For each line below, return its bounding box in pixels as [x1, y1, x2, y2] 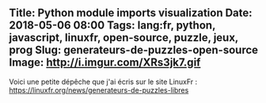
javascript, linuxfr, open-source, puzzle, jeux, [9, 31, 238, 44]
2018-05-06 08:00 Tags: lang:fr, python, [9, 19, 216, 32]
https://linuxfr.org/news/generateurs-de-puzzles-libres [9, 85, 189, 94]
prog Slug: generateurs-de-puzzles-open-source [9, 44, 259, 57]
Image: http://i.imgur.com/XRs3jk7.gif [9, 55, 201, 70]
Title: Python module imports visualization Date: [9, 6, 253, 20]
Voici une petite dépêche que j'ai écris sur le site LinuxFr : [9, 77, 198, 86]
